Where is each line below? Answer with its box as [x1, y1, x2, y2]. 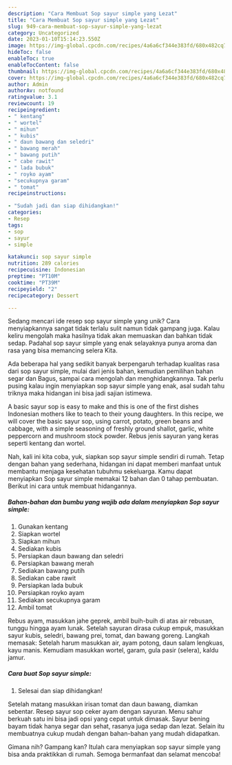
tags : [8, 222, 23, 229]
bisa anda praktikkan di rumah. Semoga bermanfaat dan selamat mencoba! [8, 750, 221, 759]
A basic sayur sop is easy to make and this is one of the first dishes [8, 402, 199, 411]
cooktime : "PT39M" [8, 279, 61, 286]
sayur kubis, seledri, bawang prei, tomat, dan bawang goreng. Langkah [8, 632, 210, 640]
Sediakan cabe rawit [17, 574, 76, 583]
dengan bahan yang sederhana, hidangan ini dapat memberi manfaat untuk [8, 460, 222, 469]
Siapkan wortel [17, 530, 61, 538]
